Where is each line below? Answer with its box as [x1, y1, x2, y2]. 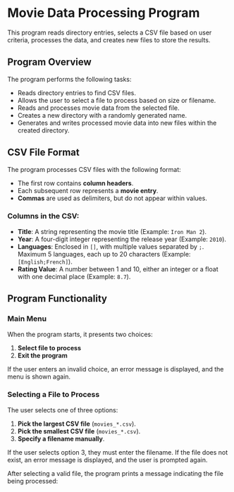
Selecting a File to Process [7, 390, 100, 400]
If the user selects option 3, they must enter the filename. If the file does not [7, 448, 228, 456]
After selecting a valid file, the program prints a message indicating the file [7, 469, 224, 477]
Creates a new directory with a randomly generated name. [17, 111, 187, 119]
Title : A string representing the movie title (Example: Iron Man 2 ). [17, 227, 207, 235]
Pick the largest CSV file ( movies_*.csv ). [17, 419, 136, 428]
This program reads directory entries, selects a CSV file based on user [7, 28, 212, 37]
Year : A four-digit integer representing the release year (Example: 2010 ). [17, 235, 227, 243]
